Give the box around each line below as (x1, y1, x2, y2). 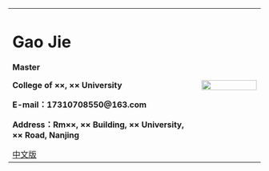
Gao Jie (12, 31, 72, 52)
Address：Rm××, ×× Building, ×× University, (12, 119, 184, 130)
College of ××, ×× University (12, 80, 122, 91)
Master (12, 62, 40, 73)
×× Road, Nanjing (12, 129, 80, 141)
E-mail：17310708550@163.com (12, 99, 147, 110)
